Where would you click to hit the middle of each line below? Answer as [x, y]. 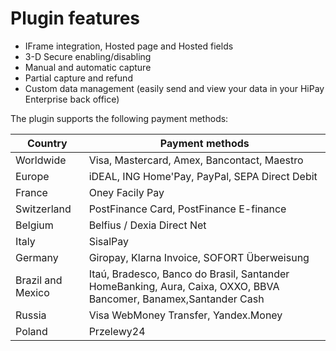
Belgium [34, 225]
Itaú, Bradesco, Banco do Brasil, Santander [189, 274]
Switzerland [43, 209]
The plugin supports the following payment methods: [119, 118]
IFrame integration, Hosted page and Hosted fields [129, 46]
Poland [31, 331]
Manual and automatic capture [88, 67]
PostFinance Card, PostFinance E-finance [187, 209]
